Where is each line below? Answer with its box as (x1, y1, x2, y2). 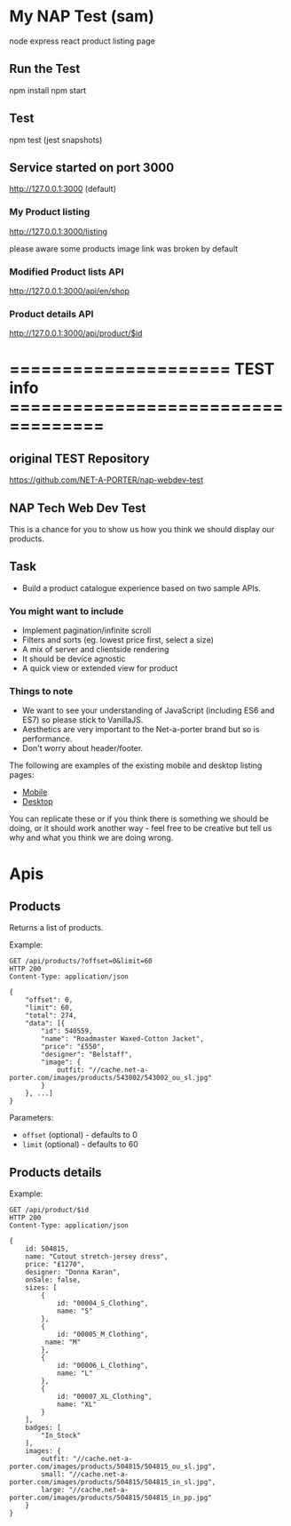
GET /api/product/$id (9, 1206, 90, 1215)
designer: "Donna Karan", (25, 1268, 122, 1277)
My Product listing (9, 206, 90, 219)
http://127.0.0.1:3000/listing (9, 226, 108, 236)
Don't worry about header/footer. (21, 743, 144, 754)
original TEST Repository (9, 451, 150, 466)
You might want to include (9, 604, 124, 617)
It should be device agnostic (21, 653, 126, 664)
